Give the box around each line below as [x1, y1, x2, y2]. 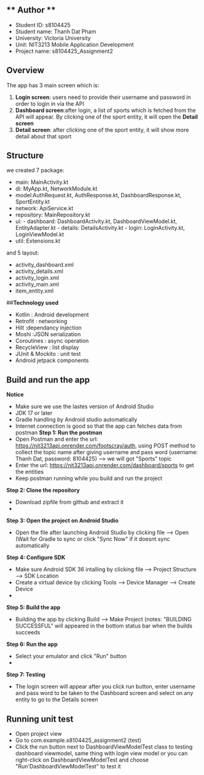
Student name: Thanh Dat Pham [15, 28, 96, 35]
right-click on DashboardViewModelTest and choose [15, 756, 149, 764]
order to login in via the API [15, 100, 84, 107]
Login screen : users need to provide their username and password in [15, 93, 191, 101]
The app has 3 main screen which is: [6, 81, 100, 89]
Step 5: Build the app [6, 604, 61, 611]
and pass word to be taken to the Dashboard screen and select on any [15, 690, 194, 697]
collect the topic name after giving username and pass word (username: [15, 449, 198, 456]
